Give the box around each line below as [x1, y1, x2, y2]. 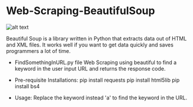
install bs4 [14, 82, 40, 89]
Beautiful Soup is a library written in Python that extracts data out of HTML [6, 35, 187, 42]
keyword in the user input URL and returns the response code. [14, 65, 166, 72]
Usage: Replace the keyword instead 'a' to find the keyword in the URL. [14, 94, 187, 101]
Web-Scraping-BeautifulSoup [6, 4, 155, 18]
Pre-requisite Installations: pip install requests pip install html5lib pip [14, 76, 180, 83]
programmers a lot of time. [6, 47, 71, 54]
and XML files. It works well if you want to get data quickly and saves [6, 41, 174, 48]
